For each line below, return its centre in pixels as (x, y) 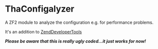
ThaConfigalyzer (40, 9)
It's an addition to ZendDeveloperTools (43, 32)
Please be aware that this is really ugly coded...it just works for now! (76, 41)
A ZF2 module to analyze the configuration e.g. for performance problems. (79, 22)
